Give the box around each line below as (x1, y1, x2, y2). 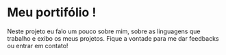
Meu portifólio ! (7, 5, 97, 20)
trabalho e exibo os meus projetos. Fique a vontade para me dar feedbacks (7, 34, 219, 42)
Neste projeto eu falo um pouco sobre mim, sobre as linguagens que (7, 27, 201, 35)
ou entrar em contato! (7, 41, 68, 50)
